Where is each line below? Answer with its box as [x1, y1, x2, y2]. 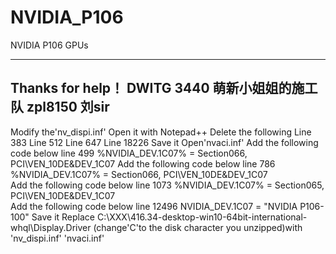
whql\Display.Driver [10, 221, 92, 233]
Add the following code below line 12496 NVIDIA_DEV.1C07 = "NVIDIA [10, 200, 298, 212]
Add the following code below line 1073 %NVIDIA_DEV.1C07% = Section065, [10, 179, 325, 191]
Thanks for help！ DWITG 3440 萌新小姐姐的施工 [10, 80, 318, 97]
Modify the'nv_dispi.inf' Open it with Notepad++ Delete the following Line [10, 126, 312, 138]
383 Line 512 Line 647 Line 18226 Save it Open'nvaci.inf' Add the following [10, 136, 319, 148]
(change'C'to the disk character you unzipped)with [93, 221, 303, 233]
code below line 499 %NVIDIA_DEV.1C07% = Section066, [10, 147, 248, 159]
